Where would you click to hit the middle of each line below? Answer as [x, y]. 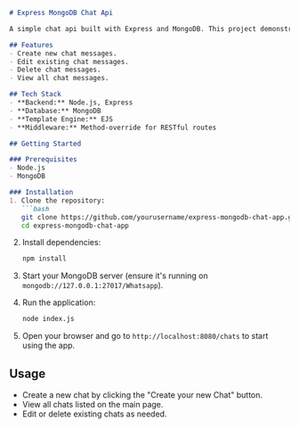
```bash [35, 209]
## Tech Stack [36, 95]
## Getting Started [45, 144]
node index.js [48, 319]
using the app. [48, 346]
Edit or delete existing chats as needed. [94, 414]
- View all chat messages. [59, 78]
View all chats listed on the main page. [93, 404]
